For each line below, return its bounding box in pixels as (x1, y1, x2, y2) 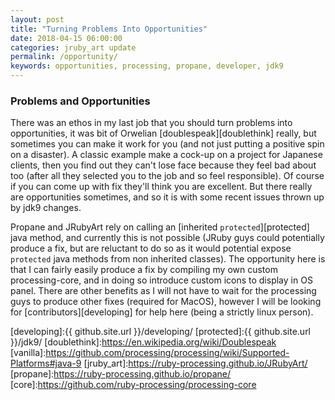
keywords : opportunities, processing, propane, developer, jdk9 (10, 61, 284, 71)
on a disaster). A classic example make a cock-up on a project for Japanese (10, 149, 323, 161)
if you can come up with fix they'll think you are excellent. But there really (10, 181, 313, 193)
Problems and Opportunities (10, 94, 151, 108)
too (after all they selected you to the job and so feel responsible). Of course (10, 170, 325, 182)
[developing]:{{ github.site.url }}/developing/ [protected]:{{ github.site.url (10, 326, 312, 338)
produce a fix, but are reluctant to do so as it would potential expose (10, 242, 292, 255)
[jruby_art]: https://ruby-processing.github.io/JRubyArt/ (83, 357, 308, 370)
